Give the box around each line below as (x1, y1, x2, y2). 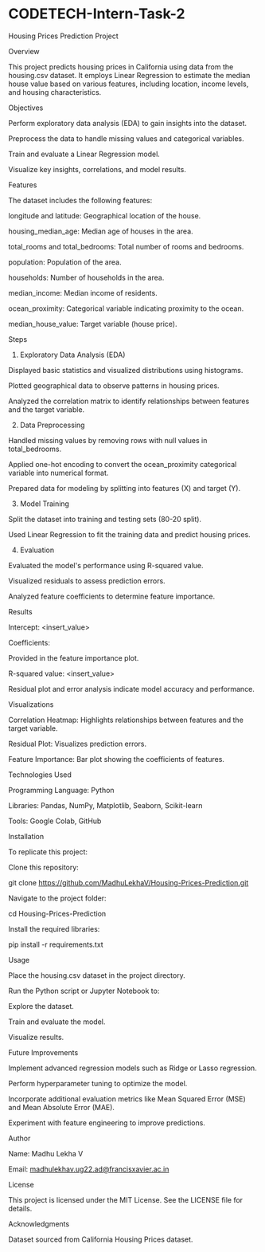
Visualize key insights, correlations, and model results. (8, 164, 187, 174)
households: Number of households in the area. (8, 273, 165, 282)
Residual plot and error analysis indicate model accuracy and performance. (8, 684, 255, 693)
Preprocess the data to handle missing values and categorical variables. (8, 133, 244, 143)
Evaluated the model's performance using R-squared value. (8, 560, 204, 570)
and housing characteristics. (8, 87, 102, 96)
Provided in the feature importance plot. (8, 653, 139, 662)
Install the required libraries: (8, 924, 100, 933)
